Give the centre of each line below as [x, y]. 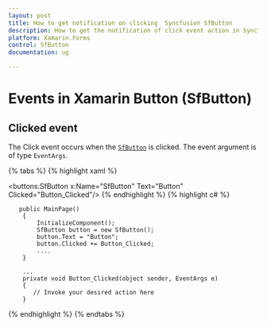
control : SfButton [39, 45]
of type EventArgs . [38, 155]
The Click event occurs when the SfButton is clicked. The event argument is [132, 147]
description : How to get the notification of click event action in [124, 30]
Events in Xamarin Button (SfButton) [130, 99]
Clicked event [43, 128]
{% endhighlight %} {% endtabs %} [66, 314]
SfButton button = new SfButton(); [96, 230]
